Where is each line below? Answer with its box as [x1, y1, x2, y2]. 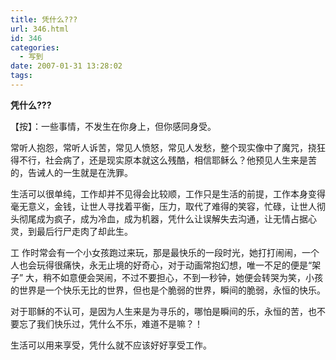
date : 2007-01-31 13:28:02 [10, 61, 123, 71]
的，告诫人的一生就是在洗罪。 [10, 166, 133, 178]
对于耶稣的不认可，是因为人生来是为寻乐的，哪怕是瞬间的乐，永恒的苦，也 [10, 305, 317, 317]
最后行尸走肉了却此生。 [36, 225, 133, 237]
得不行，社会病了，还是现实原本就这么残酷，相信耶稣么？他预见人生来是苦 [10, 154, 317, 166]
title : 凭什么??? [10, 14, 78, 25]
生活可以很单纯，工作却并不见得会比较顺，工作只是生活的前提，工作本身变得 [10, 187, 326, 200]
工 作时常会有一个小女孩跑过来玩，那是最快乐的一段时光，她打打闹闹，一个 [10, 246, 320, 258]
